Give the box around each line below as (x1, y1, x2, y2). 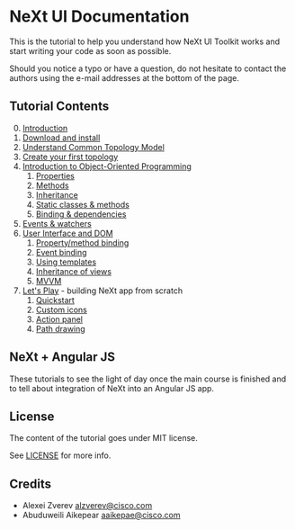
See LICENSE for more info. (9, 450, 112, 461)
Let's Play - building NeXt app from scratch (22, 285, 183, 296)
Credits (9, 476, 52, 491)
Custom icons (35, 304, 87, 315)
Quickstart (35, 294, 75, 305)
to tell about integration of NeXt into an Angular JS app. (9, 382, 214, 393)
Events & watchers (22, 218, 92, 229)
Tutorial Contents (9, 99, 110, 114)
